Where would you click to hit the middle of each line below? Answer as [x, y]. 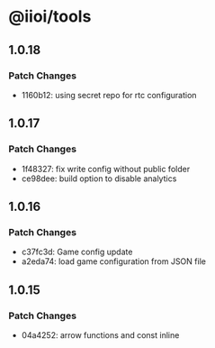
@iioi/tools [50, 17]
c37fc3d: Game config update [77, 252]
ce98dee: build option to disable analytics [99, 179]
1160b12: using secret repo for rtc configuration [109, 95]
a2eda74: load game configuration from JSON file [113, 261]
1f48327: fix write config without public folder [106, 169]
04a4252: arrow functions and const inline [100, 334]
